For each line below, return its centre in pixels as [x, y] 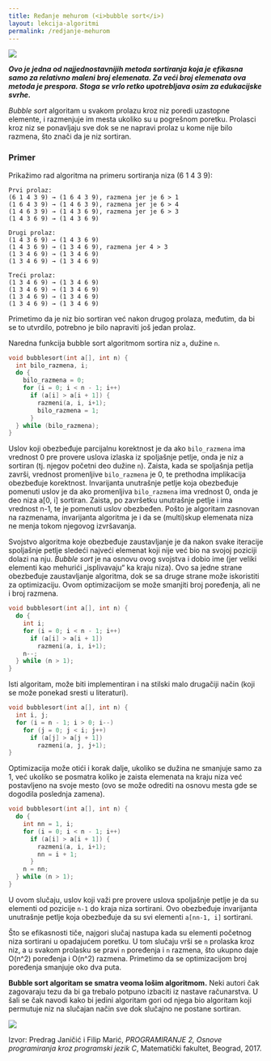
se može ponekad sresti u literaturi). [68, 693]
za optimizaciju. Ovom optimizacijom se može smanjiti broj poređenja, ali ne [134, 585]
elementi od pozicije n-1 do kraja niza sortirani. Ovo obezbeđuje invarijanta [133, 908]
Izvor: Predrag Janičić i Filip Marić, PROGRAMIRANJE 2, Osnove [115, 1039]
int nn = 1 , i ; [49, 824]
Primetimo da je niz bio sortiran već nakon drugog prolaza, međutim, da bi [131, 319]
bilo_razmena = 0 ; [54, 381]
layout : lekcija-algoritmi [54, 24]
